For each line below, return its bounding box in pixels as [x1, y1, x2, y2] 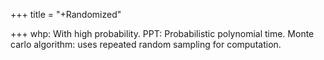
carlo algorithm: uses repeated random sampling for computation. [10, 39, 282, 50]
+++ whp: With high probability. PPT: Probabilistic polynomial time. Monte [10, 28, 315, 39]
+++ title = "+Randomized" [10, 9, 122, 20]
